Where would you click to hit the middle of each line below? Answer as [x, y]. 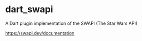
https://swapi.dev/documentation [40, 33]
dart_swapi [29, 9]
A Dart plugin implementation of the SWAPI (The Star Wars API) [72, 23]
